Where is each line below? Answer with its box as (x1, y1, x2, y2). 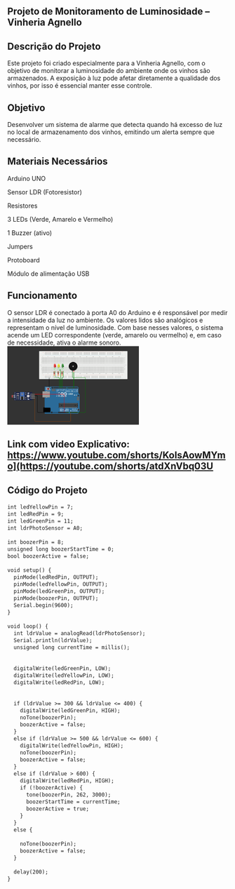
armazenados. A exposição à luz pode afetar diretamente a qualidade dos (7, 74, 221, 83)
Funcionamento (7, 290, 78, 302)
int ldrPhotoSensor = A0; (7, 525, 83, 532)
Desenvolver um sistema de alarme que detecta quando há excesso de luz (7, 121, 223, 129)
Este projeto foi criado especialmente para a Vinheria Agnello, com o (7, 59, 206, 67)
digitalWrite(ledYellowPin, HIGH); (20, 742, 124, 749)
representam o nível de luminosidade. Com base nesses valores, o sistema (7, 323, 223, 332)
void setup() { (7, 567, 52, 574)
